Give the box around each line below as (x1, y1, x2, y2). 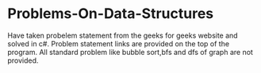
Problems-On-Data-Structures (7, 5, 214, 23)
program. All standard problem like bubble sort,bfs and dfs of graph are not (7, 47, 253, 57)
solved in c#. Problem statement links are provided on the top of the (7, 38, 230, 48)
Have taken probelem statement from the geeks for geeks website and (7, 31, 239, 40)
